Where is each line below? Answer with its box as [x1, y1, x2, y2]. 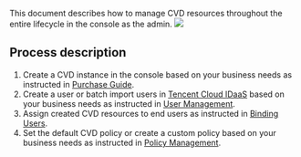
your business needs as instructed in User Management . [22, 98, 235, 109]
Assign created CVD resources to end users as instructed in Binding [22, 108, 279, 119]
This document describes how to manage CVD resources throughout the [9, 8, 283, 18]
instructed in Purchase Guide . [22, 78, 135, 89]
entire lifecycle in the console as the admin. [9, 18, 173, 29]
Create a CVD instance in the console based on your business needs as [22, 68, 293, 80]
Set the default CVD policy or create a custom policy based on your [22, 127, 276, 138]
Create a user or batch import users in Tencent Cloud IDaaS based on [22, 89, 285, 99]
